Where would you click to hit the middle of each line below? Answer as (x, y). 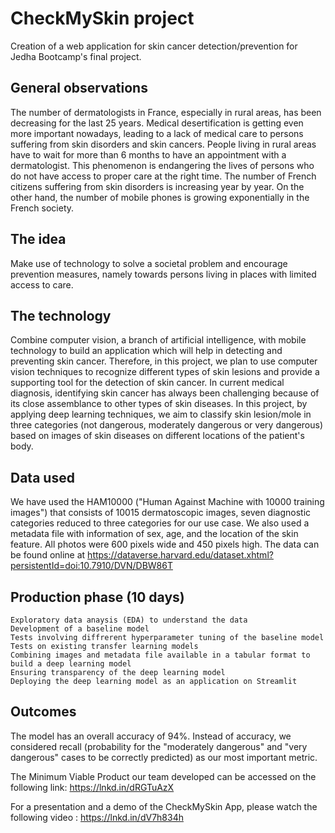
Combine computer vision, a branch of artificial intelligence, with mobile (158, 340)
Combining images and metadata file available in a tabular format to (160, 655)
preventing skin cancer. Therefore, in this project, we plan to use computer (164, 361)
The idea (38, 239)
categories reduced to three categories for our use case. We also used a (160, 523)
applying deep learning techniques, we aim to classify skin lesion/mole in (161, 414)
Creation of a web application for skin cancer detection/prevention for (154, 46)
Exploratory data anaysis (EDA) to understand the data (129, 620)
